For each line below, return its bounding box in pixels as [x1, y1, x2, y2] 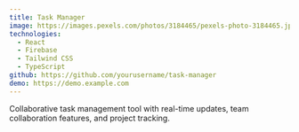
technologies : [9, 29, 62, 38]
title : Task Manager [9, 12, 86, 22]
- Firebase [17, 46, 58, 55]
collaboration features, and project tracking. [9, 113, 171, 123]
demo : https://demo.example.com [9, 79, 129, 88]
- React [17, 37, 46, 47]
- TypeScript [17, 63, 66, 72]
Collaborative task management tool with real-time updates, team [9, 103, 249, 113]
